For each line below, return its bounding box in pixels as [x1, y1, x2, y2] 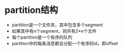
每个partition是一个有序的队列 [11, 34, 73, 40]
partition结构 [4, 4, 58, 16]
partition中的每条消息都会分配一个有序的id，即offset [11, 40, 118, 46]
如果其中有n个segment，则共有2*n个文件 [11, 28, 97, 34]
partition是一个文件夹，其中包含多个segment [11, 22, 103, 28]
